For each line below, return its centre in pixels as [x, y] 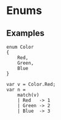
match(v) [28, 95]
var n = [16, 90]
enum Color [20, 47]
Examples [25, 33]
